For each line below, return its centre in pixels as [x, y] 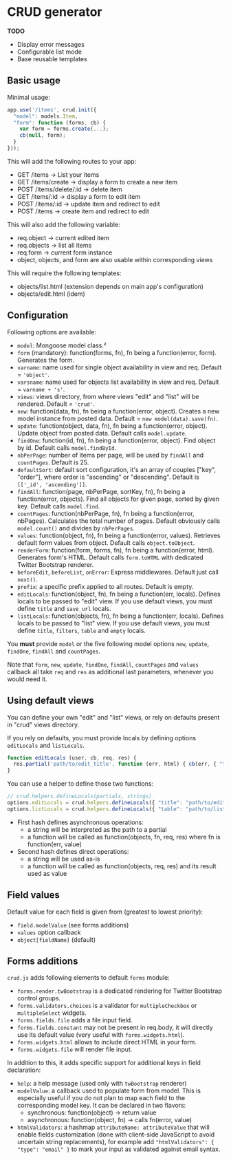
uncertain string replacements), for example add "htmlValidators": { [115, 1142]
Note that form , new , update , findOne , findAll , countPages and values [103, 664]
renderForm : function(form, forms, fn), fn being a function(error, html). [115, 550]
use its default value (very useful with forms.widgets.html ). [101, 1035]
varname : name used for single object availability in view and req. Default [119, 367]
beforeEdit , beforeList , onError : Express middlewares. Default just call [118, 572]
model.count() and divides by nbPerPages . [76, 528]
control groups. [39, 998]
